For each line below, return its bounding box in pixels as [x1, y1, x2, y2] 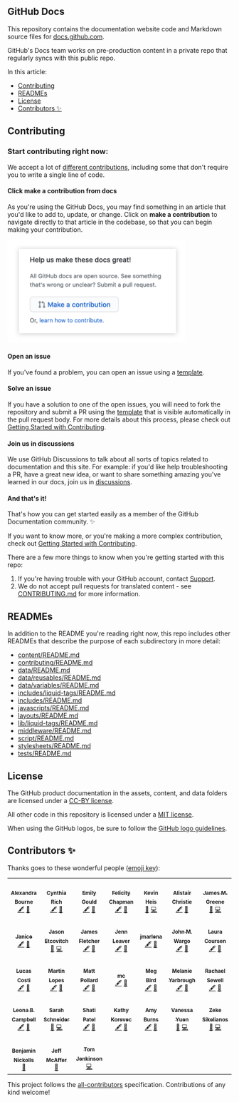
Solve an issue [7, 384, 52, 393]
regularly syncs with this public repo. [7, 53, 116, 62]
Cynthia [46, 889, 67, 897]
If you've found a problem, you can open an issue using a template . [7, 367, 205, 377]
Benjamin [11, 1048, 36, 1055]
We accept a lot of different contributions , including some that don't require [7, 163, 229, 171]
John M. [171, 929, 193, 936]
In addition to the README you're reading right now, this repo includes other [7, 629, 231, 638]
